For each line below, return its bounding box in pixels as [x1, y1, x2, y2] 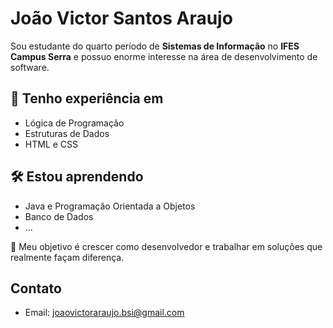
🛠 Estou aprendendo [10, 168, 144, 186]
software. [10, 61, 50, 73]
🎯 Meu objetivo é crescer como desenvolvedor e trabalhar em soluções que [10, 240, 323, 252]
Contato [10, 280, 62, 297]
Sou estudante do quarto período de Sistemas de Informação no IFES [10, 40, 300, 52]
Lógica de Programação [24, 117, 125, 129]
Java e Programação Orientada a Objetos [24, 200, 196, 212]
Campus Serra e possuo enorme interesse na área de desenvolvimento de [10, 50, 318, 62]
